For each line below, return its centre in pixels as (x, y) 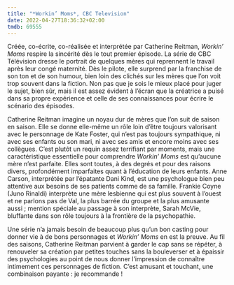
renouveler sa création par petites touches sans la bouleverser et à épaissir (116, 251)
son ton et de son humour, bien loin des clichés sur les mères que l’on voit (114, 76)
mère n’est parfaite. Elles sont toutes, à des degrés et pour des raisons (109, 164)
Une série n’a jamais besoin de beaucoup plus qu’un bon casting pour (108, 229)
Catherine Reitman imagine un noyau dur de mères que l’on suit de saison (113, 119)
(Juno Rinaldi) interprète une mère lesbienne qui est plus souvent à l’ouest (115, 193)
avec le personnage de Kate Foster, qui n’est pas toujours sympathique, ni (114, 134)
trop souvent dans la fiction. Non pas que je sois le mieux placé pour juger (115, 84)
